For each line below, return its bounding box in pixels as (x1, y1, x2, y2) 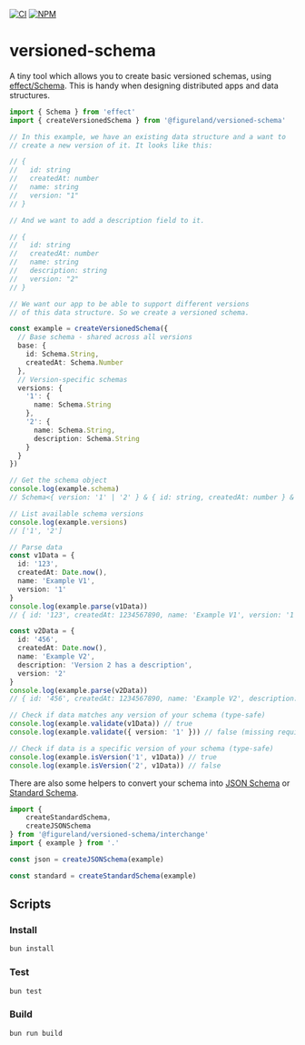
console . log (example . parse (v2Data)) (9, 686, 148, 695)
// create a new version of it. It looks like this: (9, 141, 213, 150)
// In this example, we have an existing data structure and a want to (9, 132, 286, 141)
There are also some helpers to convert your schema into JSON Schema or (9, 778, 290, 789)
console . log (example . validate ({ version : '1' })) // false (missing (9, 728, 274, 737)
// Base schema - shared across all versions (17, 333, 193, 342)
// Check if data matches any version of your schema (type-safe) (9, 710, 266, 720)
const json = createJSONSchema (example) (9, 855, 165, 864)
